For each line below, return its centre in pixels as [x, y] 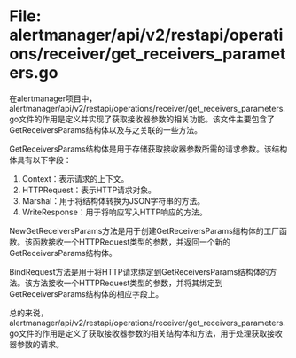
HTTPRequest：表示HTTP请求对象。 [89, 190]
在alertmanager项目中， [53, 98]
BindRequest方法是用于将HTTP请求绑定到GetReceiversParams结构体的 [139, 271]
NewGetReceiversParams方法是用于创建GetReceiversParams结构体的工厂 [144, 230]
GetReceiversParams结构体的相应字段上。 [86, 293]
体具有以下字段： [40, 160]
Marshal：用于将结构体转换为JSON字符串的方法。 [113, 200]
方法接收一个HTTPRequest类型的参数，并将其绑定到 [128, 283]
